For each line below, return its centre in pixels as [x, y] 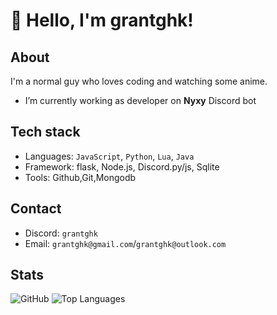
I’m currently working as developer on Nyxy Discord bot [140, 100]
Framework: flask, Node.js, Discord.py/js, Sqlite [122, 166]
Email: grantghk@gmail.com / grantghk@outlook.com [125, 243]
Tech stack [45, 132]
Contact [36, 209]
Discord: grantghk [61, 233]
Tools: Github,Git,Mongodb [80, 177]
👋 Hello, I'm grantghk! [102, 20]
